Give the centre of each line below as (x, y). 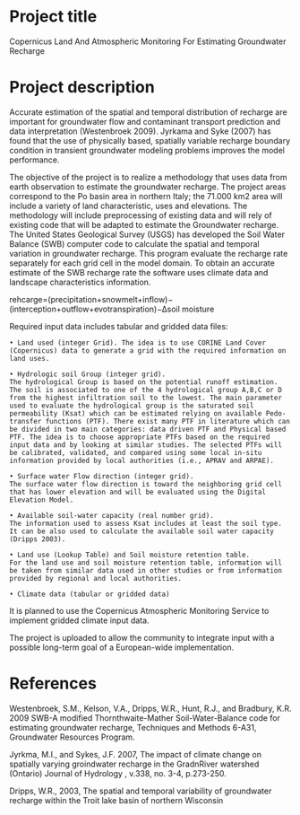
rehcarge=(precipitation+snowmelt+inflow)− (91, 299)
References (53, 684)
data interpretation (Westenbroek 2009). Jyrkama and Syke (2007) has (140, 131)
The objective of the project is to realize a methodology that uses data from (149, 177)
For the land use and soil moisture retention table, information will (146, 563)
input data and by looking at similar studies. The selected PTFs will (146, 445)
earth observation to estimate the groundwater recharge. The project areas (148, 187)
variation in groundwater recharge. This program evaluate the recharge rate (149, 253)
